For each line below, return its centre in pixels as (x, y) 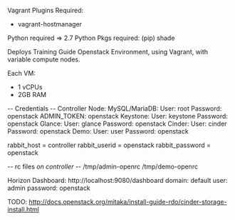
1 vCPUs (30, 87)
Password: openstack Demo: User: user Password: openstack (98, 131)
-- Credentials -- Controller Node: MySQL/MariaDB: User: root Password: (115, 109)
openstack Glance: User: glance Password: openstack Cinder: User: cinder (117, 124)
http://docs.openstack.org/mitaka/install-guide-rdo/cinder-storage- (128, 202)
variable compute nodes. (44, 59)
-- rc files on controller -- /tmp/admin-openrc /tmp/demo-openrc (103, 166)
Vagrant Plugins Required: (46, 10)
